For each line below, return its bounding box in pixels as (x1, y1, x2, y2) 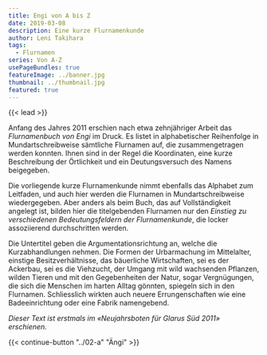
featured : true (8, 85, 59, 94)
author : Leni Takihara (8, 34, 84, 42)
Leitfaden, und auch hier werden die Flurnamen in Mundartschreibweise (8, 189, 245, 199)
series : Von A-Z (8, 57, 62, 65)
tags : (8, 41, 26, 49)
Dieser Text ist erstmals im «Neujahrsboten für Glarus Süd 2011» (8, 314, 221, 323)
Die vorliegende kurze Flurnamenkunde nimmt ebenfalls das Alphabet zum (8, 181, 253, 191)
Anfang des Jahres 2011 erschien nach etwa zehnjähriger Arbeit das (8, 123, 233, 132)
